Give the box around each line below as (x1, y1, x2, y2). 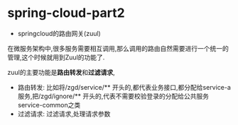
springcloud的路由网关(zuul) (17, 29, 101, 37)
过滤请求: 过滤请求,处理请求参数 (17, 109, 111, 118)
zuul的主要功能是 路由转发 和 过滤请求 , (7, 68, 115, 76)
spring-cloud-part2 (7, 5, 126, 21)
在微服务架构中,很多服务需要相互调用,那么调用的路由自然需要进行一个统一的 (7, 44, 229, 52)
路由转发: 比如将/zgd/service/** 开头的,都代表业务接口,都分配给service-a (17, 83, 231, 91)
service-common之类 (17, 100, 81, 109)
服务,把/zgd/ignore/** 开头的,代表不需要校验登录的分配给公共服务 (17, 92, 210, 100)
